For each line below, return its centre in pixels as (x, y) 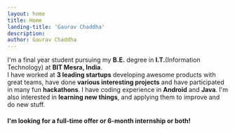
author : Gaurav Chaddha (42, 40)
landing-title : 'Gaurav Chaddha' (56, 27)
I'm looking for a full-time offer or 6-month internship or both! (99, 121)
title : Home (25, 20)
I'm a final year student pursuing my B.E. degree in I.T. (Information (104, 60)
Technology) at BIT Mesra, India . (55, 67)
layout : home (26, 14)
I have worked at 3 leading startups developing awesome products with (112, 75)
